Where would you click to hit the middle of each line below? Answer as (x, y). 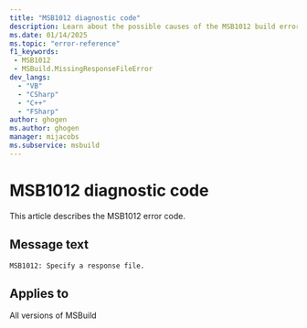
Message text (49, 244)
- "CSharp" (38, 94)
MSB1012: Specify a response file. (77, 266)
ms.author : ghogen (44, 129)
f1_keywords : (34, 52)
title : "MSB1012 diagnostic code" (75, 18)
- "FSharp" (38, 111)
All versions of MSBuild (53, 315)
